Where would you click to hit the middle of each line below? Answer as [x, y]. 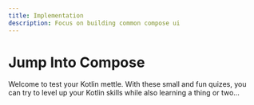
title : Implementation [46, 16]
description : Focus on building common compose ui [94, 23]
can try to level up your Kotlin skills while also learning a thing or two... [124, 93]
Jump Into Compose [77, 62]
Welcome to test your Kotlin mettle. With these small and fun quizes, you [127, 84]
